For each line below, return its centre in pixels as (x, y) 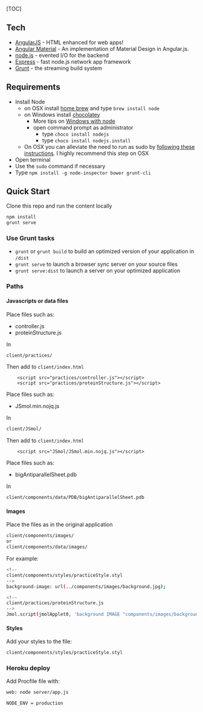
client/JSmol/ (24, 429)
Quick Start (28, 192)
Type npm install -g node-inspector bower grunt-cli (83, 173)
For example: (23, 559)
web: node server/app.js (37, 693)
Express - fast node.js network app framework (73, 61)
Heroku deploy (28, 668)
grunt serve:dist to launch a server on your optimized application (98, 271)
